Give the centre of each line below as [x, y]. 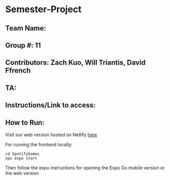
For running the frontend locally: [39, 144]
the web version [22, 173]
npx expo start [21, 158]
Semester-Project [44, 9]
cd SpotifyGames [22, 154]
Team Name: [26, 28]
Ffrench [18, 70]
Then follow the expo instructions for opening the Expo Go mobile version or [85, 168]
